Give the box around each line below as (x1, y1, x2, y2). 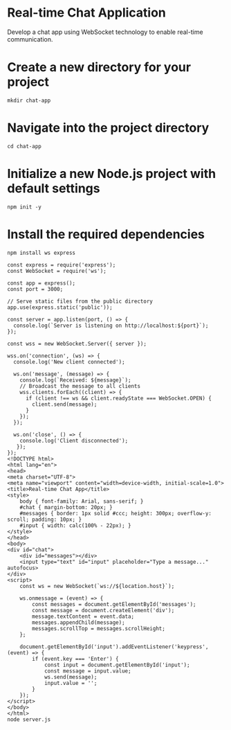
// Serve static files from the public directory (7, 298, 154, 305)
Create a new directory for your (7, 60, 192, 75)
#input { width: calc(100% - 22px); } (19, 522, 131, 529)
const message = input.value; (44, 667, 131, 675)
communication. (7, 35, 53, 43)
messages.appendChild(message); (32, 618, 126, 626)
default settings (7, 181, 100, 196)
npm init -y (7, 203, 41, 211)
